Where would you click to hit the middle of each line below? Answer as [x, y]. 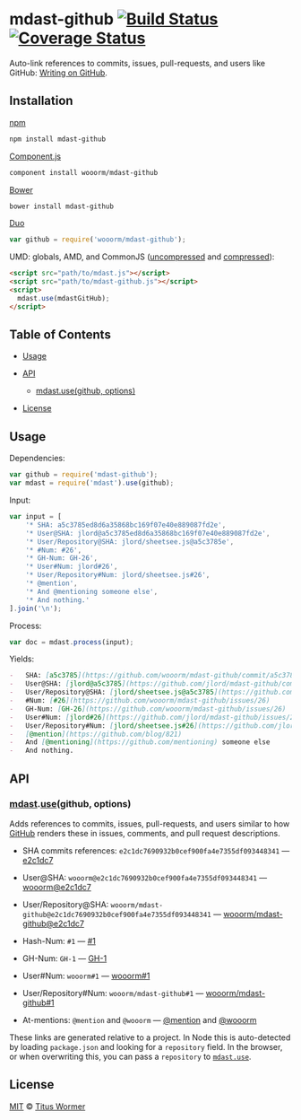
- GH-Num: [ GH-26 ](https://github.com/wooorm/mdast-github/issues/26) [148, 709]
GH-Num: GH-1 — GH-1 [64, 958]
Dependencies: [37, 459]
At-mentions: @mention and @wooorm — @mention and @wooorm [139, 1019]
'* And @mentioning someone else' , [92, 591]
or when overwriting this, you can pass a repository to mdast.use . [130, 1056]
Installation [41, 101]
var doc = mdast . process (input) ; [72, 642]
